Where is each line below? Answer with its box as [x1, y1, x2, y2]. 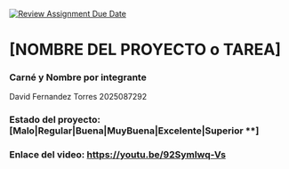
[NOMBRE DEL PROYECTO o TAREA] [9, 40, 282, 60]
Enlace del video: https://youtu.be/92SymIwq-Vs [9, 149, 227, 161]
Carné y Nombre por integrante [9, 71, 147, 84]
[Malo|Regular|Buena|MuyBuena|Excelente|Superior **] [9, 125, 260, 137]
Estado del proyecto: [9, 114, 100, 126]
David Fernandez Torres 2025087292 [9, 92, 148, 102]
